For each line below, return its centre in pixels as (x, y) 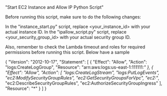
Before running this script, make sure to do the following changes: (73, 17)
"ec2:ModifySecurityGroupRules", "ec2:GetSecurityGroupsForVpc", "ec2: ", (82, 78)
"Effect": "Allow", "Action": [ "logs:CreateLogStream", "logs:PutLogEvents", (82, 72)
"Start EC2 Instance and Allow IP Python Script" (54, 7)
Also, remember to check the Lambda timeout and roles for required (75, 47)
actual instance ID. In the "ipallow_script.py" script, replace (66, 32)
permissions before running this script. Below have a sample (67, 52)
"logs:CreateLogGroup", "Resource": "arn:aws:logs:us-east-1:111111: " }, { (79, 67)
